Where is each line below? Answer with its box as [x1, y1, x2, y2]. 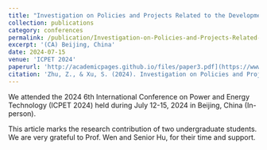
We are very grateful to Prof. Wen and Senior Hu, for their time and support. [8, 132, 256, 142]
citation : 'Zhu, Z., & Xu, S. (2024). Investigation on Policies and [8, 70, 244, 78]
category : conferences [8, 26, 83, 34]
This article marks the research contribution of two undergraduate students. [8, 124, 257, 133]
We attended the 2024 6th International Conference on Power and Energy [8, 92, 250, 101]
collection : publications [8, 19, 94, 27]
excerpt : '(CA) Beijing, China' [8, 41, 115, 49]
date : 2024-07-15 [8, 48, 66, 56]
